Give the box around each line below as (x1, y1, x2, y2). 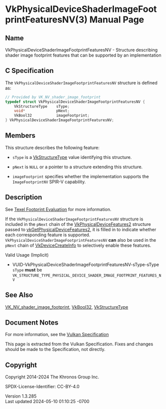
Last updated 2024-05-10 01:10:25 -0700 (5, 399, 90, 405)
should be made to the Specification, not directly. (5, 346, 106, 352)
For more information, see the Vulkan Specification (5, 332, 109, 338)
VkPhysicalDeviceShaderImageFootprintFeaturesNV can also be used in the (5, 237, 157, 243)
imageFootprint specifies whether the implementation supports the (12, 173, 149, 179)
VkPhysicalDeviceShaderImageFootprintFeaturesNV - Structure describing (5, 47, 158, 53)
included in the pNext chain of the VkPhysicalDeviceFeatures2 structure (5, 221, 151, 227)
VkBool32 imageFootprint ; (14, 113, 90, 118)
